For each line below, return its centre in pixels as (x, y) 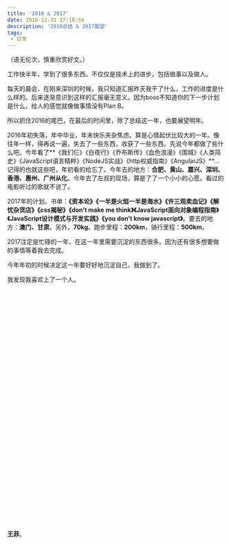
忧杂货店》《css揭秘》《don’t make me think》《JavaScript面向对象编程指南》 (113, 210)
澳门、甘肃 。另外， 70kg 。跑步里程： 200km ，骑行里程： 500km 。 (114, 227)
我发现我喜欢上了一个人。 (43, 280)
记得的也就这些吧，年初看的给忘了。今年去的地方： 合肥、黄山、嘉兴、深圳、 (115, 170)
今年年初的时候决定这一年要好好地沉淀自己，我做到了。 (85, 265)
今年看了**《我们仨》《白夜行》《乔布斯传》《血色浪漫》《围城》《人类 (120, 153)
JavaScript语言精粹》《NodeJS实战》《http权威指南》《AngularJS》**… (120, 161)
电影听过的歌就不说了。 (40, 187)
